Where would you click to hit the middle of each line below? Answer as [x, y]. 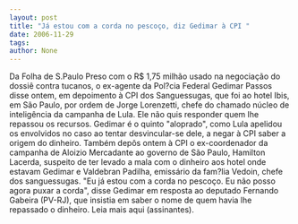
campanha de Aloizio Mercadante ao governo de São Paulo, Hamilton [137, 152]
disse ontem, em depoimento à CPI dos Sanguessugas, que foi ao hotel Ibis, [149, 96]
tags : [19, 43]
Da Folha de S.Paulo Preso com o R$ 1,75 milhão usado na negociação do [145, 76]
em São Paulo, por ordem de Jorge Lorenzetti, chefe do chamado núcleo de [149, 105]
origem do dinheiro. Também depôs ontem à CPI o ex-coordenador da [139, 143]
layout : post [34, 17]
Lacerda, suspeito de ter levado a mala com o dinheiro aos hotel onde [138, 162]
